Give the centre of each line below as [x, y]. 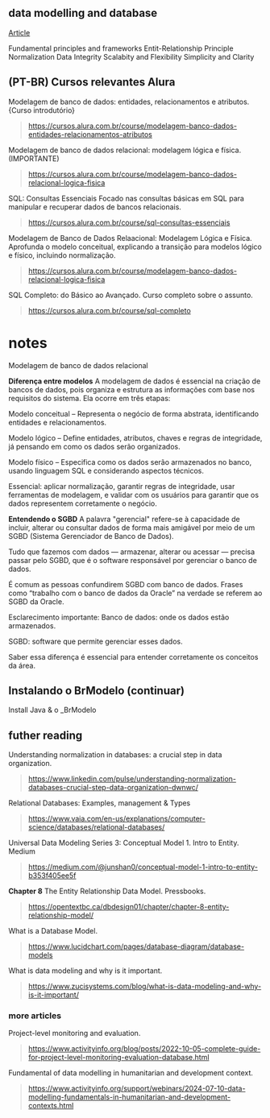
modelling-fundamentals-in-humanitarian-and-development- [129, 1097]
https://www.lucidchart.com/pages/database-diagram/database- [136, 946]
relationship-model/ [61, 915]
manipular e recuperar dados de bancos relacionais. [95, 207]
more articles [35, 1016]
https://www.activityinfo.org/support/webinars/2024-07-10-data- [137, 1089]
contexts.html [51, 1106]
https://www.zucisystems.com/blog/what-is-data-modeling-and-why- [145, 987]
